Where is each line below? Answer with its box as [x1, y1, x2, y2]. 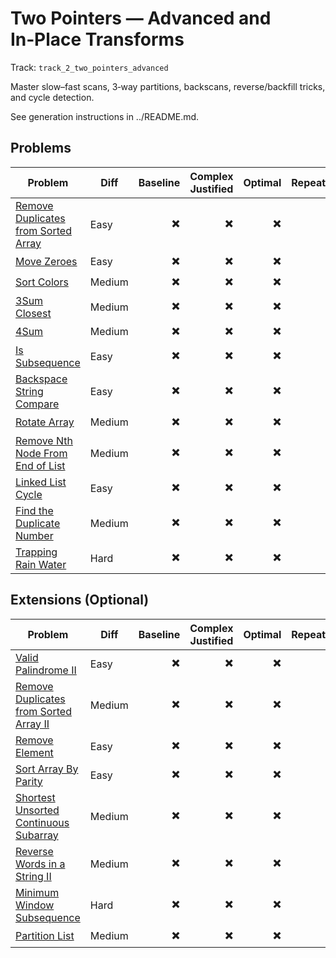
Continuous [15, 815, 70, 829]
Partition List [15, 929, 75, 943]
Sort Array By [15, 762, 79, 776]
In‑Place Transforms [10, 28, 185, 51]
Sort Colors [15, 275, 69, 289]
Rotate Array [15, 415, 75, 429]
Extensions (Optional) [10, 592, 150, 609]
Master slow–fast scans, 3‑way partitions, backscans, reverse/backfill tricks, [10, 80, 326, 92]
